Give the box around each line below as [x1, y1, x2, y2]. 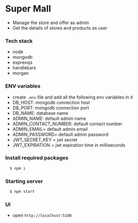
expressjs [12, 60, 33, 66]
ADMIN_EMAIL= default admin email [12, 126, 88, 132]
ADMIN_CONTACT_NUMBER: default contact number [12, 121, 122, 127]
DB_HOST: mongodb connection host [12, 99, 90, 105]
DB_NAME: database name [12, 110, 69, 116]
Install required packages [5, 154, 69, 161]
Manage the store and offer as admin [12, 20, 89, 26]
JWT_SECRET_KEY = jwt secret [12, 136, 78, 143]
